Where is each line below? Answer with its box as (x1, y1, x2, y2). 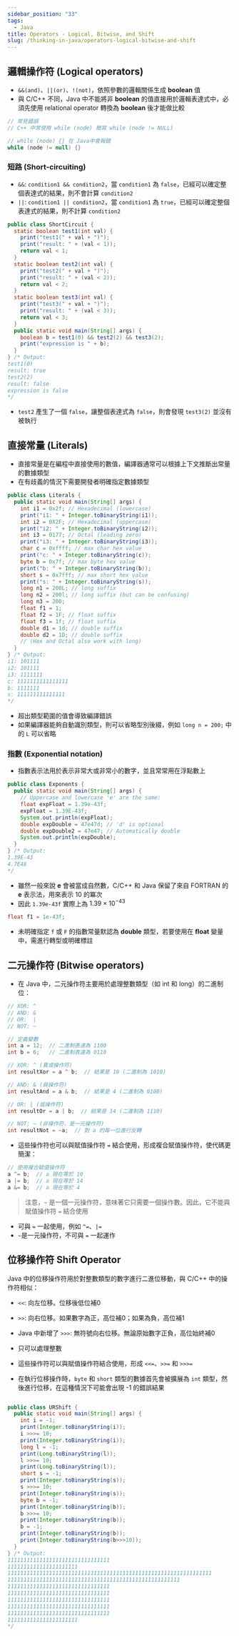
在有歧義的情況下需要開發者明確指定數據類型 (17, 477, 150, 486)
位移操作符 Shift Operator (7, 1254, 121, 1266)
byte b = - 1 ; (20, 1497, 59, 1504)
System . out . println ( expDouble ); (20, 834, 116, 841)
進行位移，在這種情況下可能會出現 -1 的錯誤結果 (24, 1383, 165, 1392)
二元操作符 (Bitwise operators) (7, 959, 145, 971)
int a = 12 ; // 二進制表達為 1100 (7, 1042, 107, 1049)
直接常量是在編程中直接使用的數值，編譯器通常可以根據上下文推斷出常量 (17, 460, 230, 468)
